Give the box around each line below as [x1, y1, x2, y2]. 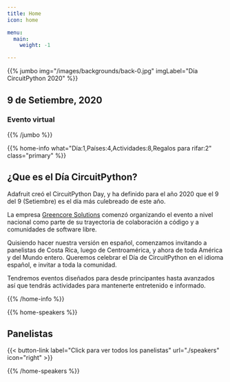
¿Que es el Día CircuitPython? [7, 171, 138, 183]
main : [13, 35, 30, 42]
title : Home [7, 10, 41, 17]
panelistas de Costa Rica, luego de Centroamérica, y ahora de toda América [7, 246, 222, 254]
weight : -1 [19, 42, 51, 49]
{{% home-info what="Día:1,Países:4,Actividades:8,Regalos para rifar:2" [7, 144, 212, 152]
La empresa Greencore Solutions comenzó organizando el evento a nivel [7, 210, 213, 218]
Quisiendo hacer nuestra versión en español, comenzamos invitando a [7, 238, 207, 247]
